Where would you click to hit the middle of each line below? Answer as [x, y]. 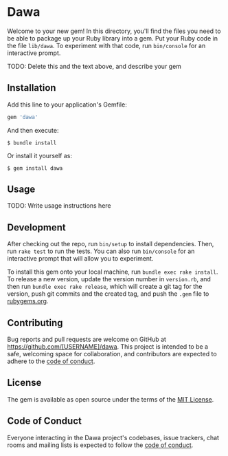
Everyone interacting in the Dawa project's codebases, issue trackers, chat [113, 437]
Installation [32, 88]
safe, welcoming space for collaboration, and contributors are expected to [112, 354]
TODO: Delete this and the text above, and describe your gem [94, 66]
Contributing [35, 323]
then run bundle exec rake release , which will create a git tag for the [105, 287]
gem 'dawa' [23, 117]
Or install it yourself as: [39, 155]
